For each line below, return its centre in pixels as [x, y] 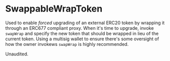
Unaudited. [17, 54]
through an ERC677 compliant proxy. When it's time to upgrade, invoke [80, 28]
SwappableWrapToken [54, 9]
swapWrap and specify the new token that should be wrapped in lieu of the [82, 33]
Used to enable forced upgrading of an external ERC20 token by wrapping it [85, 23]
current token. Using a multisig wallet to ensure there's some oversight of [82, 39]
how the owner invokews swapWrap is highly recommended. [67, 44]
